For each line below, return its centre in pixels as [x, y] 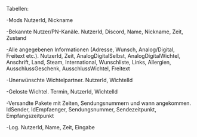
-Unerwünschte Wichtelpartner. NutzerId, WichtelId [70, 80]
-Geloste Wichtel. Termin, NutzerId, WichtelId [62, 91]
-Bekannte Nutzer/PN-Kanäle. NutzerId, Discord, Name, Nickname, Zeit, [95, 32]
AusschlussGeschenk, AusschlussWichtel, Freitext [68, 68]
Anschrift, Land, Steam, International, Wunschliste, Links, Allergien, [89, 62]
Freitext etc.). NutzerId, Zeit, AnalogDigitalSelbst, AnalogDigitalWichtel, [93, 56]
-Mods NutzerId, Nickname [40, 20]
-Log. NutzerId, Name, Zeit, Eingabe [51, 127]
